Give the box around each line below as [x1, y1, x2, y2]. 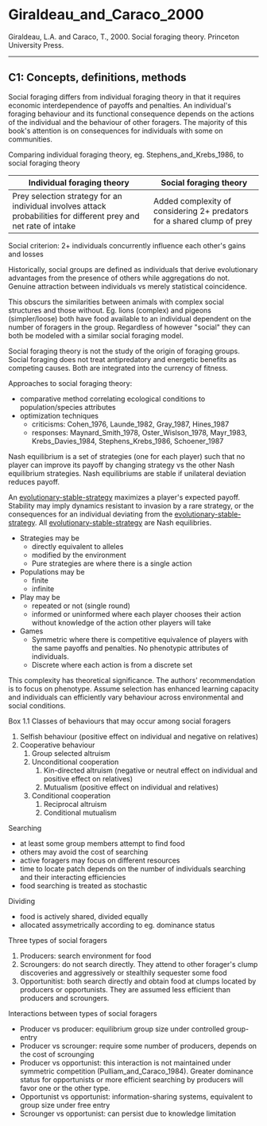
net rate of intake [12, 220, 76, 232]
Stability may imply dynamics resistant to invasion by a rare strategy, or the [8, 501, 254, 510]
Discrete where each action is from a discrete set [31, 660, 193, 669]
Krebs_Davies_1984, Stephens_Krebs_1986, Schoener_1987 [31, 436, 224, 446]
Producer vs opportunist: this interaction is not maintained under [19, 1058, 232, 1067]
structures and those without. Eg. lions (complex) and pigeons [8, 305, 212, 315]
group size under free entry [19, 1100, 110, 1109]
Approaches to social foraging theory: [8, 378, 133, 388]
